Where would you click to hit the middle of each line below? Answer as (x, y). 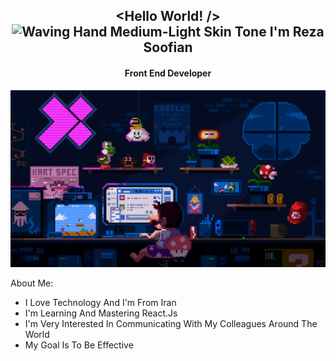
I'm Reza (297, 32)
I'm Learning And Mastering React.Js (101, 313)
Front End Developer (168, 73)
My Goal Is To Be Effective (79, 345)
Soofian (168, 47)
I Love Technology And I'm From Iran (100, 303)
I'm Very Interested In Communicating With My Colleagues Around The (171, 324)
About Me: (32, 283)
